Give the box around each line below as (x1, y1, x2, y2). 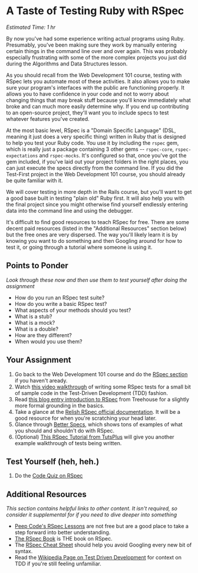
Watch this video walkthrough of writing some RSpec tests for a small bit (14, 383, 192, 390)
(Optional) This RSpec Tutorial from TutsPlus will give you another (14, 433, 175, 440)
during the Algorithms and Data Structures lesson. (6, 60, 128, 67)
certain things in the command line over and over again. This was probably (6, 47, 187, 54)
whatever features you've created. (6, 115, 90, 122)
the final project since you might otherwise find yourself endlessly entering (6, 200, 188, 208)
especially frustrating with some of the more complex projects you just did (6, 54, 187, 61)
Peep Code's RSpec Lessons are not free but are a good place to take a (14, 523, 189, 530)
